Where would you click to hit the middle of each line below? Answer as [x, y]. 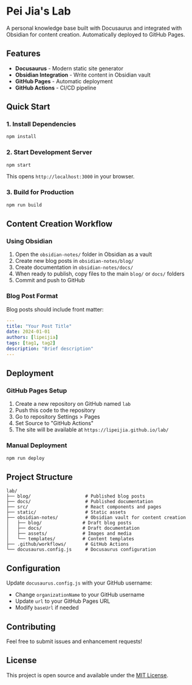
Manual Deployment [37, 445]
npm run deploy [26, 458]
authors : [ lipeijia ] [33, 338]
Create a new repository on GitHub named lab [73, 404]
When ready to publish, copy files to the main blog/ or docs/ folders [100, 274]
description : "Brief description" [50, 349]
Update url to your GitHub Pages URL [63, 601]
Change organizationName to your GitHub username [80, 595]
